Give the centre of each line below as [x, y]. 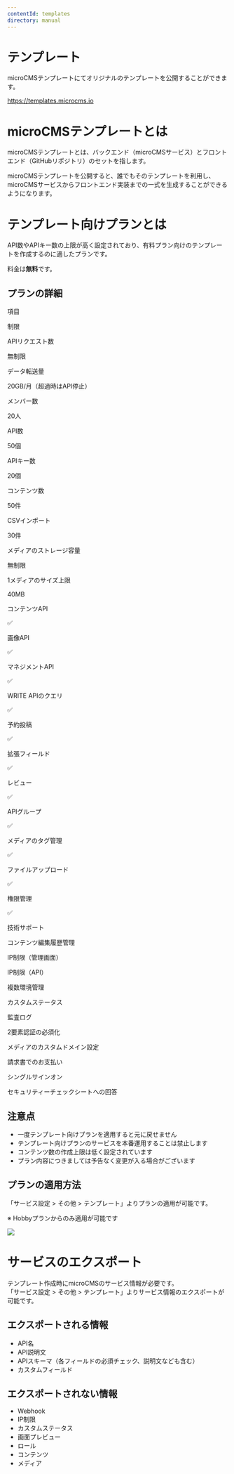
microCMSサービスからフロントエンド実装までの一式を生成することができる [117, 185]
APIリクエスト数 [31, 341]
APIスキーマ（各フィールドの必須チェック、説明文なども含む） [108, 1361]
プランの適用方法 [44, 1185]
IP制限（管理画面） [35, 958]
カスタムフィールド [45, 1369]
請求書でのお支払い [35, 1062]
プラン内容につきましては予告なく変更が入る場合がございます [106, 1161]
